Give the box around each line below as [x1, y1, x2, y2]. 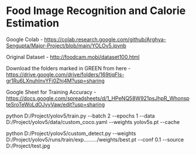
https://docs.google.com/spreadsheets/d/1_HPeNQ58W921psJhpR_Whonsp [6, 95, 190, 102]
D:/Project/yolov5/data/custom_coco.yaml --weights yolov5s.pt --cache [6, 118, 180, 125]
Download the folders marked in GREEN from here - [6, 64, 130, 71]
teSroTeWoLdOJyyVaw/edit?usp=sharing [6, 101, 105, 108]
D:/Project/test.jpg [6, 142, 50, 149]
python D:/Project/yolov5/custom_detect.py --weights [6, 130, 136, 137]
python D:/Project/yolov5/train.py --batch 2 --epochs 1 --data [6, 112, 155, 119]
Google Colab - [6, 36, 43, 43]
